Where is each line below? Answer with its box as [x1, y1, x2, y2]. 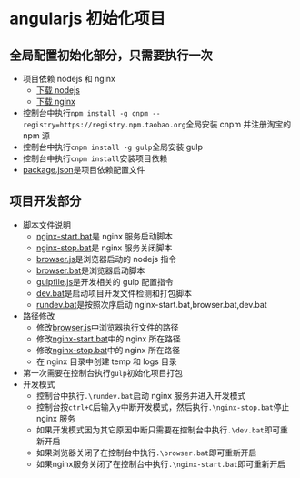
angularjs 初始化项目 [9, 8, 166, 29]
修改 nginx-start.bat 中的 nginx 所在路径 [35, 333, 182, 344]
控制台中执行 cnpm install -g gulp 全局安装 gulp [22, 142, 203, 152]
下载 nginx [35, 97, 75, 107]
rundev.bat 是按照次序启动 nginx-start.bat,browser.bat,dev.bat [35, 299, 267, 310]
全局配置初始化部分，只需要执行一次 [9, 47, 213, 63]
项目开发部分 [9, 193, 82, 209]
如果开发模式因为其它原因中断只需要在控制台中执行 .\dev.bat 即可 [35, 424, 281, 435]
